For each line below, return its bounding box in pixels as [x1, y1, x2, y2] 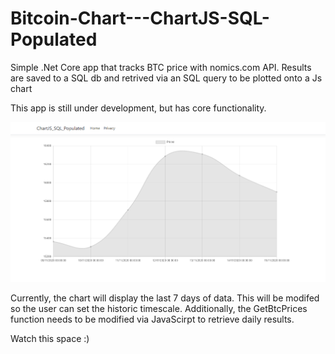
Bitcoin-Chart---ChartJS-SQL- [10, 7, 270, 30]
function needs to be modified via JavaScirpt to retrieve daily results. [10, 313, 295, 325]
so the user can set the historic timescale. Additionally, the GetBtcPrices [10, 302, 308, 314]
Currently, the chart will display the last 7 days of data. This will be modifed [10, 292, 320, 304]
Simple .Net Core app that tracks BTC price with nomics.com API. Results [10, 61, 312, 73]
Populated [10, 28, 98, 51]
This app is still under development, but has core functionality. [10, 102, 267, 114]
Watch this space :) [10, 332, 90, 344]
